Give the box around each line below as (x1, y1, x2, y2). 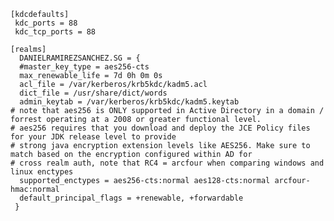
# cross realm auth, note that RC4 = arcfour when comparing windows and (10, 158, 325, 168)
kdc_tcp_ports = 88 (14, 27, 97, 37)
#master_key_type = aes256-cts (19, 62, 150, 72)
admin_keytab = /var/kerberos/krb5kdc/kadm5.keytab (19, 97, 240, 107)
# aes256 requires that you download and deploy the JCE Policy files (10, 123, 311, 133)
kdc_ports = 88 (14, 18, 78, 28)
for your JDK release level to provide (10, 132, 177, 142)
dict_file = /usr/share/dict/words (19, 88, 168, 98)
